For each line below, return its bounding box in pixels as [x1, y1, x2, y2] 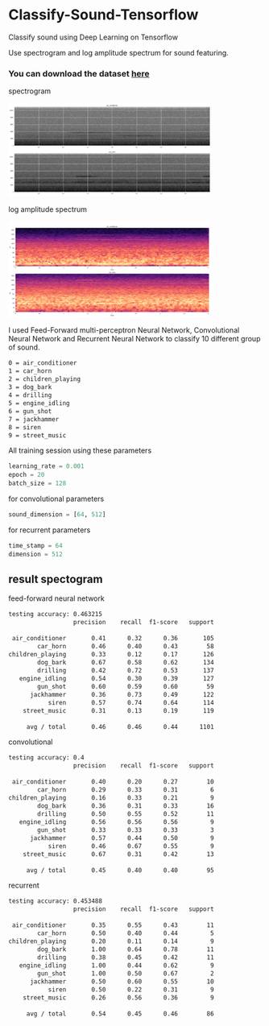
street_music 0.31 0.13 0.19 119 [23, 707, 215, 715]
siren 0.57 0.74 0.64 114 [48, 699, 215, 707]
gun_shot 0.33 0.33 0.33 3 [37, 826, 215, 834]
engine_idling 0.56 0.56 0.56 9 [19, 818, 215, 826]
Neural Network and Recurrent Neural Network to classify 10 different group [8, 334, 261, 344]
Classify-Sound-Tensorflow [8, 6, 199, 24]
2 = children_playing [8, 375, 81, 383]
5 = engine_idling [8, 399, 70, 408]
